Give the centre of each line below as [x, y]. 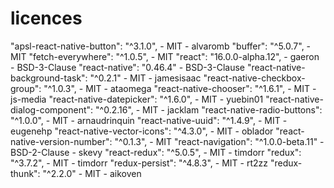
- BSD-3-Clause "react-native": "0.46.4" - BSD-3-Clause [127, 67]
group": [26, 88]
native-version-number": [61, 141]
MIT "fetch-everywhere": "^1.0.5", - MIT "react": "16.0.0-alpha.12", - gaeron [165, 56]
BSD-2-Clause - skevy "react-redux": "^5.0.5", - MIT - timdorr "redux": [156, 152]
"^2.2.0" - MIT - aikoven [92, 173]
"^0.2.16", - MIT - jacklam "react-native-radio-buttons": [209, 109]
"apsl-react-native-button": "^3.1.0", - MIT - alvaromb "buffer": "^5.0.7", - [161, 46]
